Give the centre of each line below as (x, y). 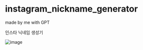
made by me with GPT (27, 22)
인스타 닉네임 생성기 (24, 32)
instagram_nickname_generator (71, 9)
